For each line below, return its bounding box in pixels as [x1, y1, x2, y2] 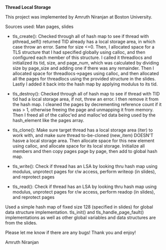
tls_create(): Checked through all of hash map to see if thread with [12, 33, 149, 39]
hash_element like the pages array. [12, 117, 84, 123]
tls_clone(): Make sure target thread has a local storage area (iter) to [12, 127, 153, 133]
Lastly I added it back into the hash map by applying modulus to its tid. [12, 81, 158, 87]
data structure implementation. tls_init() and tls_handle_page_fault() [5, 209, 144, 215]
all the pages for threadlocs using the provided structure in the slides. [12, 76, 156, 81]
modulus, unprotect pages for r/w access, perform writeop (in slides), [12, 168, 156, 174]
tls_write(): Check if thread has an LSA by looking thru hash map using [12, 163, 157, 169]
